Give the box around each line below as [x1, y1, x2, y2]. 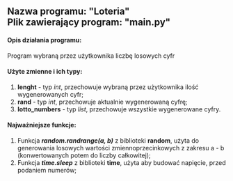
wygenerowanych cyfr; [17, 90, 83, 98]
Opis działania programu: [7, 36, 82, 44]
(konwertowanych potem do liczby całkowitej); [17, 151, 151, 159]
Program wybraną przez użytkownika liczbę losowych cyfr [7, 52, 175, 60]
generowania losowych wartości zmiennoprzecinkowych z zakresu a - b [17, 144, 225, 152]
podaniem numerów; [17, 166, 77, 174]
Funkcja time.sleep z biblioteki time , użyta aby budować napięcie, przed [17, 159, 226, 166]
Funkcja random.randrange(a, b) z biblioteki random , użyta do [17, 136, 200, 145]
